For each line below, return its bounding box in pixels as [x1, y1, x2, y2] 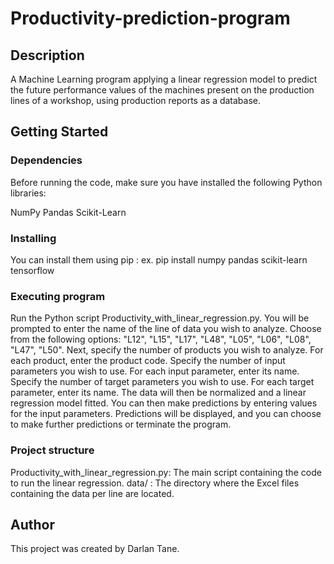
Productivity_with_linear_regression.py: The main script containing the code [10, 466, 322, 478]
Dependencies [10, 153, 83, 167]
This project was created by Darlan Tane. [10, 543, 180, 555]
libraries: [10, 187, 47, 199]
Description [10, 47, 85, 64]
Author [10, 516, 55, 533]
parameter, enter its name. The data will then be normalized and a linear [10, 387, 307, 399]
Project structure [10, 443, 95, 457]
